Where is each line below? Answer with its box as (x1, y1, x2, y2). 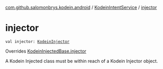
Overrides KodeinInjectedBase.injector (5, 48, 87, 54)
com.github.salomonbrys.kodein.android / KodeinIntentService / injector (5, 5, 157, 10)
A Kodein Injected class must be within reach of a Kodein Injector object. (5, 58, 158, 64)
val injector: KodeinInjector (5, 39, 70, 44)
